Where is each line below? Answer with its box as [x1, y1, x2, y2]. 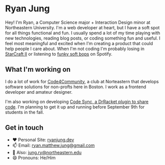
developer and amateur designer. [5, 89, 73, 95]
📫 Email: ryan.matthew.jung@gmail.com [12, 142, 95, 148]
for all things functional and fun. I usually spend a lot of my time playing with [5, 30, 161, 36]
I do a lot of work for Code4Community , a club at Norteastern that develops [5, 78, 159, 84]
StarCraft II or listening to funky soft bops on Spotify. [5, 51, 113, 57]
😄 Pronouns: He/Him [12, 155, 56, 161]
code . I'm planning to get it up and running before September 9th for [5, 104, 145, 110]
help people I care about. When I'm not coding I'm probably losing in [5, 46, 145, 52]
